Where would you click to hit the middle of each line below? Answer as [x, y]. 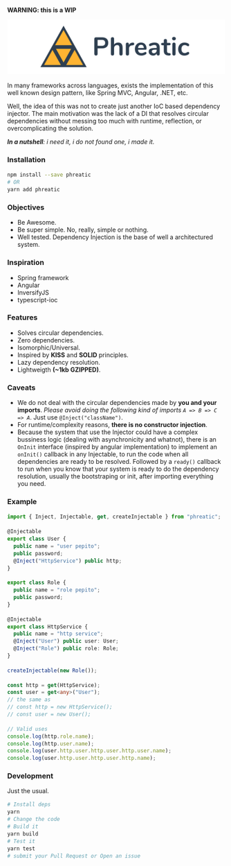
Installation [27, 159]
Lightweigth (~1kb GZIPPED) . [59, 370]
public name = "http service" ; [58, 634]
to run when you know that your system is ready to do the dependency [118, 469]
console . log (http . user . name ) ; [51, 744]
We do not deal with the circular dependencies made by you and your [117, 403]
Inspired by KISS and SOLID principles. [73, 355]
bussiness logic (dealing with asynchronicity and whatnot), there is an [117, 440]
